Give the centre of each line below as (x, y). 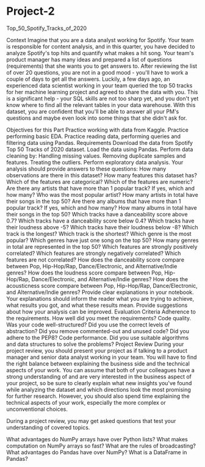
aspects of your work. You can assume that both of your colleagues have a (101, 370)
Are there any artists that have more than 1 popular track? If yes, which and (101, 188)
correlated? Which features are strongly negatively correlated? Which (94, 253)
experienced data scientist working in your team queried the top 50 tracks (99, 85)
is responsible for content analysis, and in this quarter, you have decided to (101, 46)
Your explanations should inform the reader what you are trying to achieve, (100, 298)
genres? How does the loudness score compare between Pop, (85, 273)
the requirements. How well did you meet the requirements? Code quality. (99, 318)
